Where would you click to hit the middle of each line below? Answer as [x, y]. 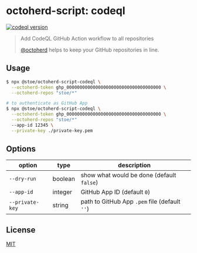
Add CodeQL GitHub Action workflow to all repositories [87, 38]
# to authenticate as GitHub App [47, 103]
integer [62, 192]
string [60, 205]
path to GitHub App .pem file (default [130, 202]
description [135, 166]
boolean [64, 179]
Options [21, 149]
